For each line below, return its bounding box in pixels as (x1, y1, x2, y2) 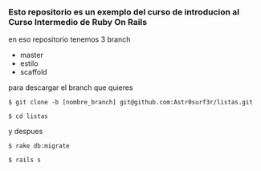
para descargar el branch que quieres (8, 83, 134, 92)
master (19, 51, 44, 60)
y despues (8, 127, 43, 136)
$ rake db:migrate (8, 142, 70, 150)
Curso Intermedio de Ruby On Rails (8, 16, 147, 27)
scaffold (19, 67, 47, 77)
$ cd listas (8, 112, 48, 120)
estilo (19, 59, 39, 68)
